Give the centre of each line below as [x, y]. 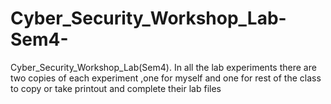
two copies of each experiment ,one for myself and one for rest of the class [166, 78]
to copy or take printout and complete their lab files [116, 88]
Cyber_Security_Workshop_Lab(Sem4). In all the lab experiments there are [163, 67]
